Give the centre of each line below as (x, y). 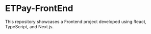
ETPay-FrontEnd (39, 8)
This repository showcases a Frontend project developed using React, (76, 22)
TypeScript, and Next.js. (29, 26)
